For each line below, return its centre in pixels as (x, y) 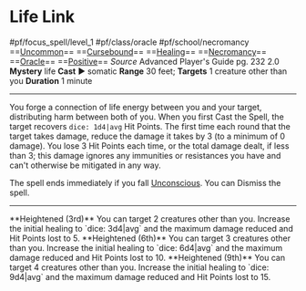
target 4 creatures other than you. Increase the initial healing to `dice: (139, 267)
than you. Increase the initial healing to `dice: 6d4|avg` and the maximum (146, 247)
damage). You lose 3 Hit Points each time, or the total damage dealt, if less (149, 145)
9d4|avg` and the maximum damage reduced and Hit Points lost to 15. (140, 276)
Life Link (42, 17)
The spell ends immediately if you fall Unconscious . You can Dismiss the (145, 182)
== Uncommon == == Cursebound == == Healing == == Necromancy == (138, 51)
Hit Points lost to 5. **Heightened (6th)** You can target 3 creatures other (150, 238)
